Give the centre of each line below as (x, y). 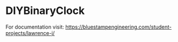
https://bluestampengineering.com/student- (118, 27)
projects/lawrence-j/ (30, 33)
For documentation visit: (35, 27)
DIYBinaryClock (45, 11)
